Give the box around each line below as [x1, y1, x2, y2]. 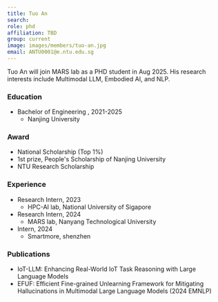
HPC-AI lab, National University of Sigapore [27, 203, 152, 211]
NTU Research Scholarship [17, 163, 95, 171]
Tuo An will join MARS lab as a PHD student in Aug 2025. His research [7, 67, 206, 76]
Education [7, 92, 43, 101]
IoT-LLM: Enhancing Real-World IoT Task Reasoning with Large [17, 265, 197, 273]
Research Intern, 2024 [17, 210, 81, 218]
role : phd [7, 23, 36, 30]
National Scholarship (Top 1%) [17, 148, 103, 156]
